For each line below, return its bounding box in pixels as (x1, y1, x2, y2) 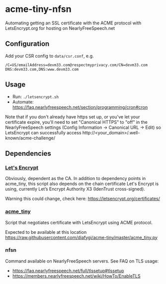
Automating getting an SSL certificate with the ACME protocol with (5, 20, 142, 26)
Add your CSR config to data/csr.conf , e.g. (5, 53, 94, 59)
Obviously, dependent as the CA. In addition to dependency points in (5, 176, 146, 182)
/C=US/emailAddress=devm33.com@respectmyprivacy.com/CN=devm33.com (5, 62, 148, 68)
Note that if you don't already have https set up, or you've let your (5, 113, 140, 120)
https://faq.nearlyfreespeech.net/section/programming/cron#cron (12, 104, 148, 110)
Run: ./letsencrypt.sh (12, 94, 59, 99)
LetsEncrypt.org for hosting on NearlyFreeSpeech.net (5, 25, 115, 31)
